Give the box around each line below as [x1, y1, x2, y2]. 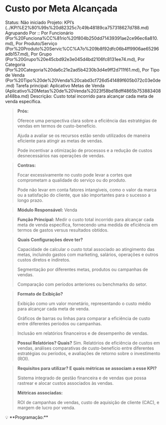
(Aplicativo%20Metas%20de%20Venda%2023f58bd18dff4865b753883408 [5, 88, 161, 94]
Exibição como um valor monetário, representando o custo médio [17, 301, 151, 306]
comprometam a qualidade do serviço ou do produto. [17, 177, 126, 183]
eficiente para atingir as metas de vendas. [17, 137, 103, 144]
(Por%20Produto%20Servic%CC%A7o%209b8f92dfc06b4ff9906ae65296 [5, 46, 160, 52]
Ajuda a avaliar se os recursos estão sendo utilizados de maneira [17, 132, 150, 138]
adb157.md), [5, 51, 30, 57]
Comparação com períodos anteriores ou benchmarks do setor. [17, 281, 148, 287]
